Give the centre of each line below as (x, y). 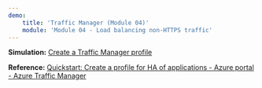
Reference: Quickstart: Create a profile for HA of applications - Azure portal (131, 68)
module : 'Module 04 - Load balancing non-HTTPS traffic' (118, 30)
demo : (17, 15)
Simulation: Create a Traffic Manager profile (80, 53)
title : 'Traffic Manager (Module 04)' (86, 23)
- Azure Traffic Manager (47, 76)
